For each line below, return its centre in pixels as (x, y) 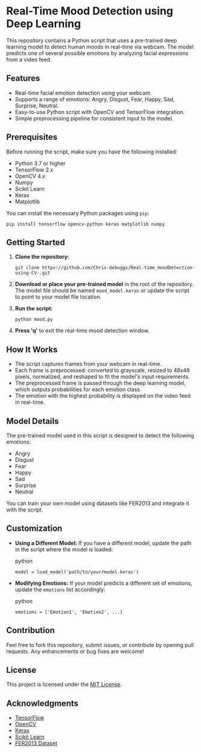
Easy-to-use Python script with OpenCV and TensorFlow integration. (100, 112)
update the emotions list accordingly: (60, 589)
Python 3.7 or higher (40, 163)
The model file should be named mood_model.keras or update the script (102, 291)
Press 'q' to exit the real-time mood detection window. (82, 330)
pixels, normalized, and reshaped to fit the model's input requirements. (102, 377)
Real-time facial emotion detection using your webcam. (83, 93)
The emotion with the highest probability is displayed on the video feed (103, 396)
